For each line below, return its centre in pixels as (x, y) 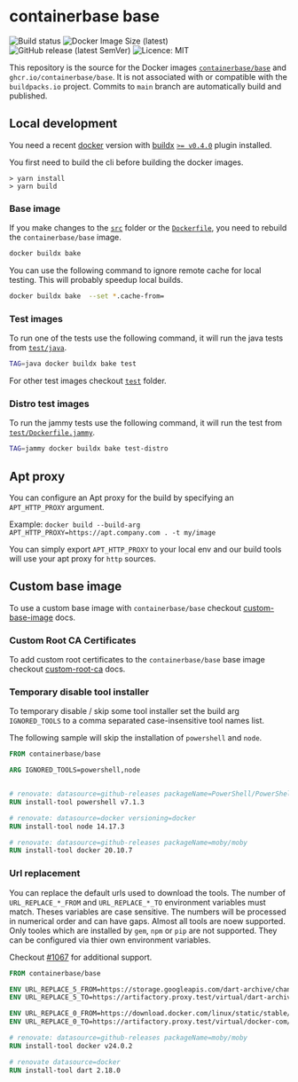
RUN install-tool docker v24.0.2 (71, 1046)
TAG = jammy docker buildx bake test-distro (89, 449)
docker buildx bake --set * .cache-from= (87, 296)
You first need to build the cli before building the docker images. (126, 162)
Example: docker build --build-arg (75, 524)
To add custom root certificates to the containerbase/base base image (137, 660)
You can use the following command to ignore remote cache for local (135, 270)
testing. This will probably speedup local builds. (96, 279)
